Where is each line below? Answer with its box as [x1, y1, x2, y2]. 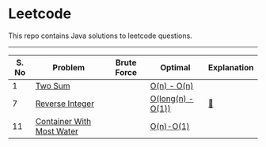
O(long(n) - [150, 92, 194, 104]
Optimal [159, 62, 191, 73]
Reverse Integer [35, 98, 95, 109]
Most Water [35, 126, 79, 137]
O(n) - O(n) [150, 80, 194, 91]
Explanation [208, 62, 254, 73]
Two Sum [35, 80, 70, 91]
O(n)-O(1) [150, 120, 190, 131]
